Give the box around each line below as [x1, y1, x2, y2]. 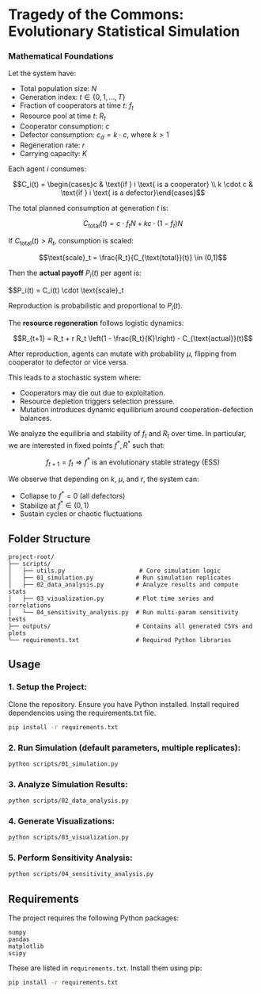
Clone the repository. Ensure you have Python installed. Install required [8, 699, 240, 709]
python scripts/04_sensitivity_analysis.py [8, 870, 154, 878]
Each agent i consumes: [8, 164, 87, 174]
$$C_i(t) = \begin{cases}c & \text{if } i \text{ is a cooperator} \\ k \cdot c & [13, 179, 253, 189]
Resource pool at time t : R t [19, 111, 106, 123]
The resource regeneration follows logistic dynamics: [8, 319, 184, 328]
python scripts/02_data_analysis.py [8, 797, 129, 805]
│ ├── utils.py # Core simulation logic [8, 567, 221, 575]
